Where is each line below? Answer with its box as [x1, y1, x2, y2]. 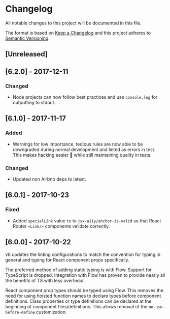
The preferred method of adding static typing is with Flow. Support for [5, 267, 152, 273]
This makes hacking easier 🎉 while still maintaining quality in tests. [12, 152, 152, 158]
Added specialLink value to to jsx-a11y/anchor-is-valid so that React [12, 217, 161, 224]
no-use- [148, 304, 165, 309]
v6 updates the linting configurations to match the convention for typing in [5, 251, 161, 257]
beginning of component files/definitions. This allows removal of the [5, 303, 148, 309]
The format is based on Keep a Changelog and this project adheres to [5, 30, 151, 36]
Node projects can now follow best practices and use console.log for [12, 94, 158, 100]
